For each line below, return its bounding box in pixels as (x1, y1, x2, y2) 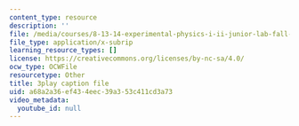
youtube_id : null (17, 104, 82, 113)
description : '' (9, 21, 69, 30)
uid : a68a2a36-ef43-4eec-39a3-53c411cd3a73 (9, 87, 174, 96)
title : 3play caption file (9, 79, 109, 88)
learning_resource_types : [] (9, 46, 117, 55)
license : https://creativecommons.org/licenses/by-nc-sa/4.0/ (9, 54, 245, 63)
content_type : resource (9, 12, 98, 22)
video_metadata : (9, 95, 69, 105)
